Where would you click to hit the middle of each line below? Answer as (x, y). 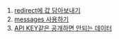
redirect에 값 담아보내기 (47, 10)
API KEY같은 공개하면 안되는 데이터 (63, 28)
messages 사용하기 (41, 19)
